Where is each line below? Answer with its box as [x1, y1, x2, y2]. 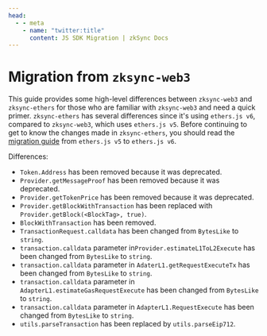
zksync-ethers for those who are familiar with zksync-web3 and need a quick [8, 102, 256, 112]
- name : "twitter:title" [22, 26, 105, 34]
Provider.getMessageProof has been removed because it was [19, 176, 220, 185]
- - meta [15, 19, 44, 27]
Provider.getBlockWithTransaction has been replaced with [19, 201, 213, 210]
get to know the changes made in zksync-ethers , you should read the [8, 128, 235, 137]
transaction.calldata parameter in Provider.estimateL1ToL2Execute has [19, 243, 256, 253]
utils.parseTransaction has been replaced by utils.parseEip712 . [19, 319, 236, 329]
